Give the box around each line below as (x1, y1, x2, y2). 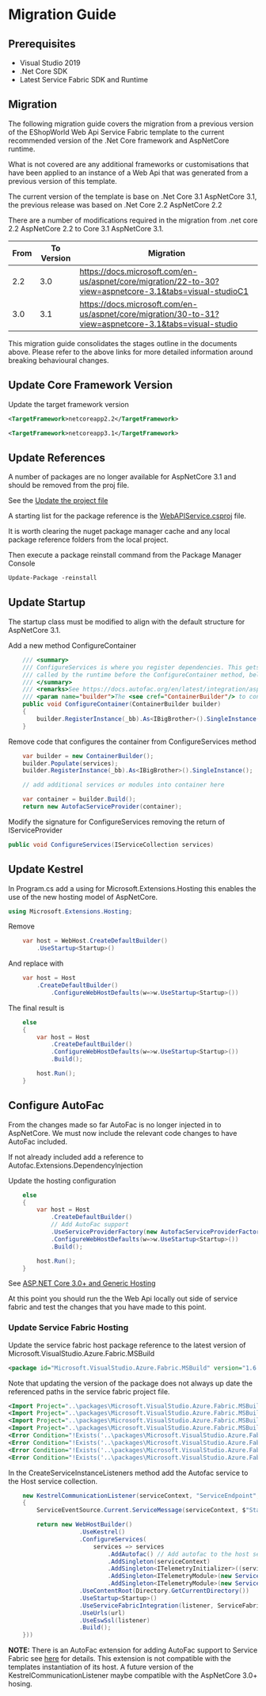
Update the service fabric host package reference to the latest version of (8, 1340, 247, 1350)
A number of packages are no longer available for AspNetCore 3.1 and (8, 472, 237, 482)
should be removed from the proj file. (8, 481, 130, 490)
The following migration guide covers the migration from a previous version (8, 119, 254, 128)
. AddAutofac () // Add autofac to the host (107, 1550, 249, 1558)
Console (8, 558, 36, 568)
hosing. (8, 1679, 33, 1689)
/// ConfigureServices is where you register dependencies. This (22, 663, 243, 671)
